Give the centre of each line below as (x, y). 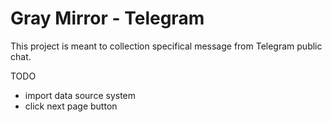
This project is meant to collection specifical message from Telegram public (166, 46)
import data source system (80, 95)
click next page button (71, 106)
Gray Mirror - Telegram (107, 18)
